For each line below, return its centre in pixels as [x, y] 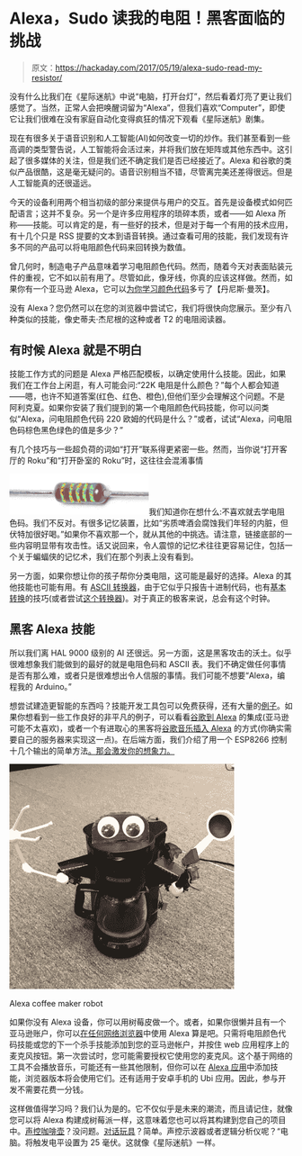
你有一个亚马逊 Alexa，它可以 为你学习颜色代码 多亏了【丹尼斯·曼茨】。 [146, 288]
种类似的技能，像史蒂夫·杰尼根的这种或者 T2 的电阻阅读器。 [120, 319]
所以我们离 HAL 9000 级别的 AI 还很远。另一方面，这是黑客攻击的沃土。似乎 [151, 653]
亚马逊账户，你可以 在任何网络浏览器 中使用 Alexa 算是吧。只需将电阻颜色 [144, 1033]
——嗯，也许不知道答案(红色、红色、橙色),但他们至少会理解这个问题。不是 [147, 396]
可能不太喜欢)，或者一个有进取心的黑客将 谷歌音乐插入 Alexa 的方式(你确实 [147, 728]
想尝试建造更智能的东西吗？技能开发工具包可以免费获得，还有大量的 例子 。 [147, 705]
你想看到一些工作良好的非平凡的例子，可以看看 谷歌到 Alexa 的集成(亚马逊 [153, 717]
